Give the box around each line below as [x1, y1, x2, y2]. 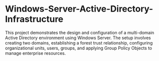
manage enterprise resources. [5, 50, 66, 56]
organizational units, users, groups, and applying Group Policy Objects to [5, 45, 153, 51]
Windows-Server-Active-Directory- [5, 3, 153, 15]
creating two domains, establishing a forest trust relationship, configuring [5, 40, 153, 46]
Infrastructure [5, 14, 64, 25]
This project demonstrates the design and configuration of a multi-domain [5, 30, 155, 35]
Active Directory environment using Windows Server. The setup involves [5, 35, 151, 41]
